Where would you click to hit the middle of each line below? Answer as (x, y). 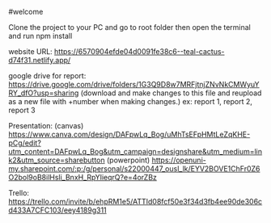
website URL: (30, 51)
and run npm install (40, 36)
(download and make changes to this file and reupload (171, 93)
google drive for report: (47, 76)
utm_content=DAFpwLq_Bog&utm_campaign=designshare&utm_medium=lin (135, 151)
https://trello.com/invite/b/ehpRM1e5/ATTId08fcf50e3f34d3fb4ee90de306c (135, 202)
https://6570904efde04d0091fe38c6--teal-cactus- (139, 51)
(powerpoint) (128, 160)
